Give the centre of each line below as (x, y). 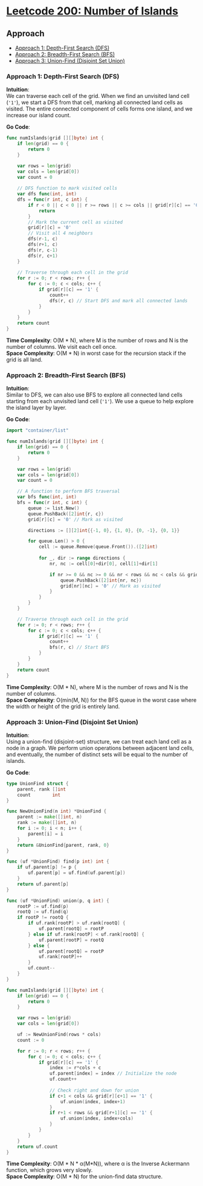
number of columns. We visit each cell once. (62, 347)
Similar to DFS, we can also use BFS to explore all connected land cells (95, 395)
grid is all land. (24, 360)
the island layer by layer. (37, 408)
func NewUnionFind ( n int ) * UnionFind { (56, 811)
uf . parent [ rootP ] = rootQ (71, 940)
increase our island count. (39, 115)
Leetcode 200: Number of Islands (92, 11)
